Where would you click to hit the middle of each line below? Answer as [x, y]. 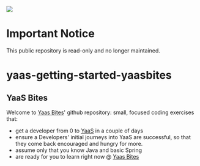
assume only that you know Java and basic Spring [79, 150]
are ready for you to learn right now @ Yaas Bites [77, 156]
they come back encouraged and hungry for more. [79, 143]
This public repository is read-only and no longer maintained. [83, 50]
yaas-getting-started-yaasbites [89, 75]
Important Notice [50, 34]
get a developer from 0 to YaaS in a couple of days [79, 131]
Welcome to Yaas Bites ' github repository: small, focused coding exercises [100, 112]
